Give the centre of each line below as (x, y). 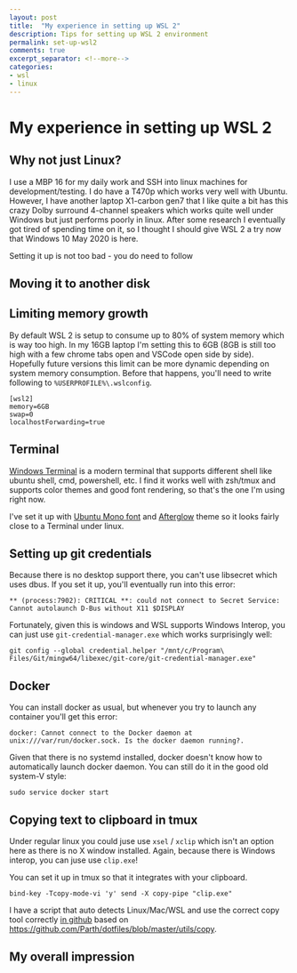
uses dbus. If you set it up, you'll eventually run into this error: (122, 584)
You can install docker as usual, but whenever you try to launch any (133, 707)
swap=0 (21, 414)
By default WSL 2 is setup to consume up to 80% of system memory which (147, 335)
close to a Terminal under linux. (67, 526)
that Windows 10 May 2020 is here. (74, 238)
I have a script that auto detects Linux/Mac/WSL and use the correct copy (144, 910)
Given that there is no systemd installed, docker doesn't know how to (136, 758)
